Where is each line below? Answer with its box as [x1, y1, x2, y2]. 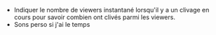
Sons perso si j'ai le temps [13, 21, 90, 28]
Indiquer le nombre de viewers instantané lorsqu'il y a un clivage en [13, 6, 210, 14]
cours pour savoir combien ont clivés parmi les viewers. [13, 13, 175, 21]
